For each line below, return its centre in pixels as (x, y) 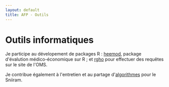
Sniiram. (14, 80)
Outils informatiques (49, 40)
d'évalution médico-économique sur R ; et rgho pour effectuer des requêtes (84, 60)
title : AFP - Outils (27, 15)
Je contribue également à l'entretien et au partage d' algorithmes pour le (81, 75)
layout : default (22, 10)
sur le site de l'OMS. (26, 65)
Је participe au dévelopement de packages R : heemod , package (73, 54)
